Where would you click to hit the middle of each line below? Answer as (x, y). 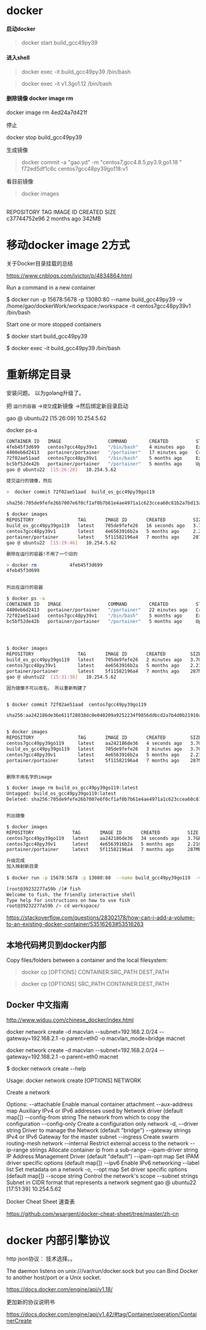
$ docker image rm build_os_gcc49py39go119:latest (72, 788)
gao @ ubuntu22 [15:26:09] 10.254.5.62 (56, 418)
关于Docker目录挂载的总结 (40, 263)
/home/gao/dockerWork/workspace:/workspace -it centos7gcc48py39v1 (99, 306)
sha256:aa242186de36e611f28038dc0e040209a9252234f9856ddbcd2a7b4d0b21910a (104, 716)
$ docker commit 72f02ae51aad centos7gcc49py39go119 (77, 705)
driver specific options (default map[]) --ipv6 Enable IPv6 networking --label (103, 1163)
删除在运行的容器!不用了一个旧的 (42, 554)
